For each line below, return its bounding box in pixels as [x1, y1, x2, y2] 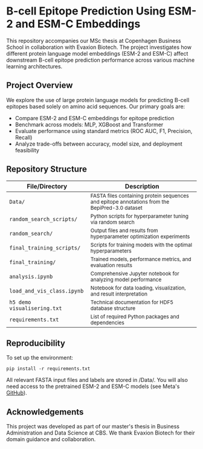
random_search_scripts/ [9, 216, 78, 222]
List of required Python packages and [90, 313, 179, 320]
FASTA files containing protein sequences [90, 192, 189, 199]
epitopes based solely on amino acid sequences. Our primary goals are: [6, 103, 185, 110]
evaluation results [90, 262, 133, 268]
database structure [90, 305, 136, 312]
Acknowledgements [6, 407, 84, 417]
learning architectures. [6, 62, 63, 70]
